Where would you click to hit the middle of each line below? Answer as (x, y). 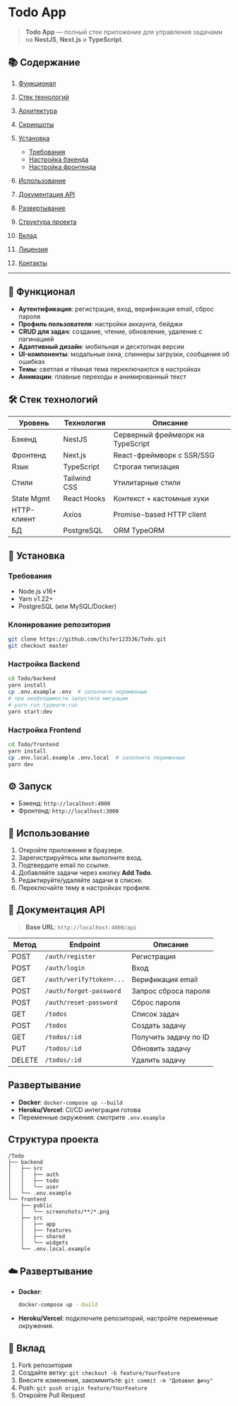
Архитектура (37, 110)
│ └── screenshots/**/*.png (65, 1211)
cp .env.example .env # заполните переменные (78, 692)
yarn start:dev (30, 711)
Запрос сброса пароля (171, 990)
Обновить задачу (161, 1048)
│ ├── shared (43, 1236)
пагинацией (36, 339)
